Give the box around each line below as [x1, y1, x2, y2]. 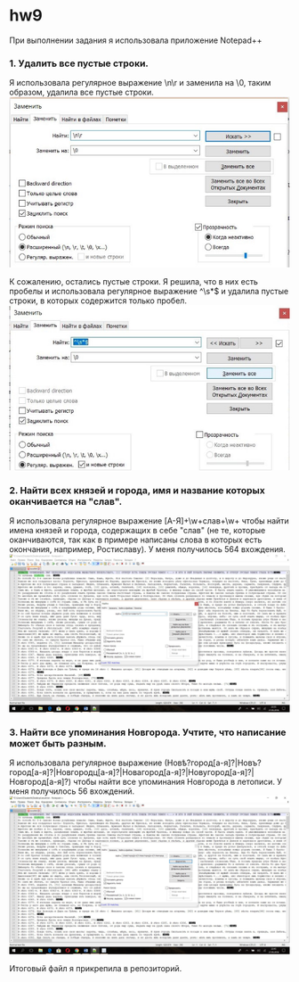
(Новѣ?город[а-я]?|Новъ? [164, 757, 263, 768]
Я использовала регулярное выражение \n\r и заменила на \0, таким [9, 78, 271, 88]
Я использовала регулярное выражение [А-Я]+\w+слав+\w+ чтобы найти [9, 516, 289, 526]
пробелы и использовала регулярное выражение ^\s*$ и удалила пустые [9, 286, 289, 297]
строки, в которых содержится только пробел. [9, 295, 187, 306]
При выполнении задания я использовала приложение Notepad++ [9, 35, 263, 45]
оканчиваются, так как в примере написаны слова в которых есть [9, 534, 263, 545]
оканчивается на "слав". [9, 495, 123, 508]
